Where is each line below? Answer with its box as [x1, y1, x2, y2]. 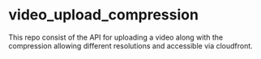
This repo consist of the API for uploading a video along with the [8, 32, 224, 42]
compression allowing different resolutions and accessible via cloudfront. [8, 40, 253, 50]
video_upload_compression [8, 6, 199, 24]
